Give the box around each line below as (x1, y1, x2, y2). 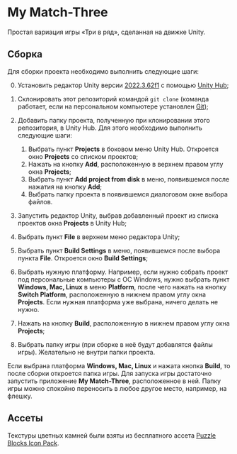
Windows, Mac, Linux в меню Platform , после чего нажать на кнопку (17, 282, 227, 291)
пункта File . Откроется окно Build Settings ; (17, 253, 149, 262)
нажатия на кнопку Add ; (28, 182, 103, 191)
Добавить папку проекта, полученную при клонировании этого (17, 116, 210, 124)
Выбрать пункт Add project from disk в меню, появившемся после (28, 175, 230, 183)
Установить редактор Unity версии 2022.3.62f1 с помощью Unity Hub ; (17, 81, 229, 89)
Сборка (7, 48, 42, 60)
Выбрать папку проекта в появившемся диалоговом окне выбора (28, 189, 229, 199)
